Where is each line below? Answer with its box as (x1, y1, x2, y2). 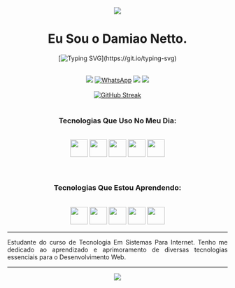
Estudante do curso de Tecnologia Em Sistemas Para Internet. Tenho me (7, 238, 228, 246)
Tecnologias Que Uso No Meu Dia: (58, 116, 177, 125)
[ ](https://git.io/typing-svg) (58, 54, 177, 62)
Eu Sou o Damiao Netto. (48, 31, 187, 47)
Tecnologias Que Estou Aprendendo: (53, 183, 182, 193)
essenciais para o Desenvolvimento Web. (7, 252, 127, 261)
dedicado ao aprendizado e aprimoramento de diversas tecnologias (7, 245, 228, 254)
